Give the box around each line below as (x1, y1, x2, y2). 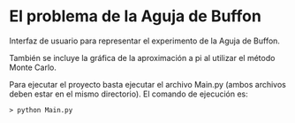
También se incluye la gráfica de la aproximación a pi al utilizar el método (9, 52, 276, 63)
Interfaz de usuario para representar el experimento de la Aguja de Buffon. (9, 35, 281, 46)
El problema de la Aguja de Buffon (9, 6, 262, 27)
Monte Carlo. (9, 62, 57, 73)
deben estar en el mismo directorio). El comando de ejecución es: (9, 88, 249, 99)
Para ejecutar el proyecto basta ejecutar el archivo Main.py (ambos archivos (9, 79, 287, 89)
